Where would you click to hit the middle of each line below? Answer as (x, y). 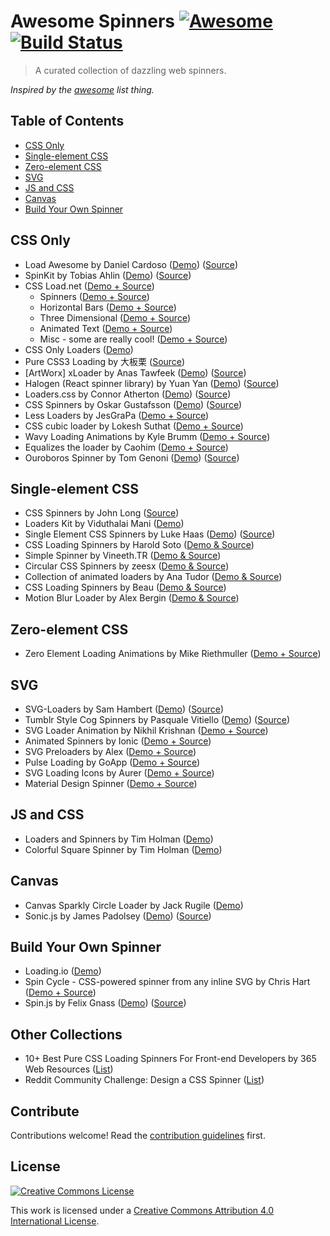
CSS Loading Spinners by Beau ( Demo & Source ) (125, 587)
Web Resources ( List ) (69, 1069)
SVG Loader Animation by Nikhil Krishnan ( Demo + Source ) (146, 730)
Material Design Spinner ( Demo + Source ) (111, 783)
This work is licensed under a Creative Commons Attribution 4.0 (142, 1210)
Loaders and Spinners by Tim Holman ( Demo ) (119, 839)
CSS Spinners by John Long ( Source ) (102, 513)
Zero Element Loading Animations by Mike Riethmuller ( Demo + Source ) (173, 654)
